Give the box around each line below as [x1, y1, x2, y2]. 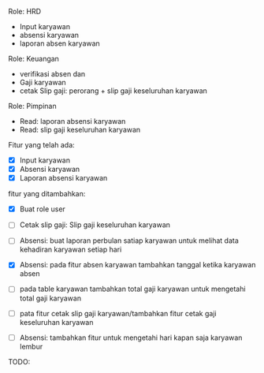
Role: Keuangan [8, 54, 59, 63]
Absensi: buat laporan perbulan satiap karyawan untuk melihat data [19, 236, 239, 245]
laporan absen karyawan [19, 39, 100, 48]
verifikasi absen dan [19, 69, 86, 78]
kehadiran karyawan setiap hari [19, 244, 122, 255]
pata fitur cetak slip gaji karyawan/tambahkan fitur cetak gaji [19, 308, 217, 318]
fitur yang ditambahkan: [8, 189, 86, 199]
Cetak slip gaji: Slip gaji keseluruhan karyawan [19, 220, 171, 229]
